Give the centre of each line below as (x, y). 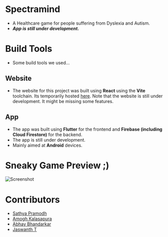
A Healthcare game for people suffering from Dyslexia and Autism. (81, 23)
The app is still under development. (49, 140)
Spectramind (33, 9)
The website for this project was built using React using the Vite (79, 90)
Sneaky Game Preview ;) (57, 165)
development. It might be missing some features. (63, 101)
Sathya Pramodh (30, 213)
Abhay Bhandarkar (32, 224)
